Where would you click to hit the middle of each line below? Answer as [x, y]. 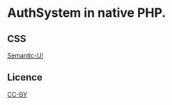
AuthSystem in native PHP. [87, 13]
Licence [25, 77]
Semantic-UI [25, 55]
